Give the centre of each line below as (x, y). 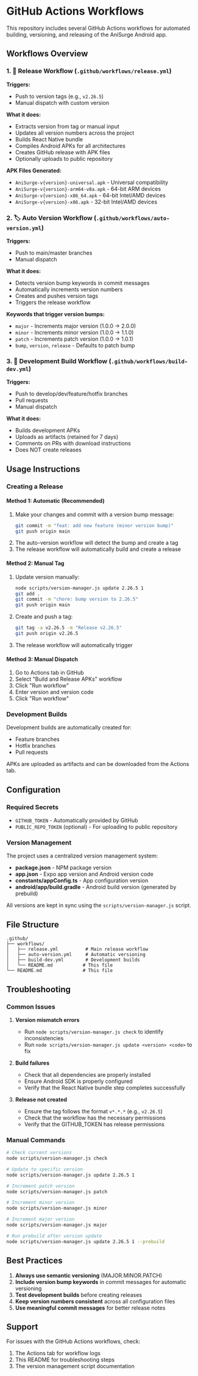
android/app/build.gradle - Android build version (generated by (96, 887)
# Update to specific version (45, 1169)
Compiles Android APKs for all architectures (70, 146)
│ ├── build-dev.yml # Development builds (73, 960)
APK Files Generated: (34, 170)
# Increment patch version (41, 1186)
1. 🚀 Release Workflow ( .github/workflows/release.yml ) (89, 71)
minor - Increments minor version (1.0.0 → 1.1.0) (74, 332)
